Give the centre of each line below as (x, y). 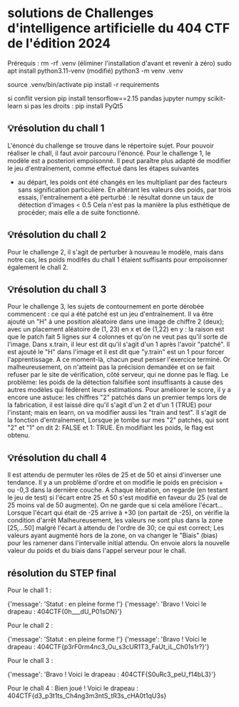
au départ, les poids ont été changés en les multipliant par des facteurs (122, 182)
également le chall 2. (38, 267)
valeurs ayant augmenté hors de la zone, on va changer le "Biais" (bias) (113, 535)
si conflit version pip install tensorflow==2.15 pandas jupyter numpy (107, 98)
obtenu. (19, 435)
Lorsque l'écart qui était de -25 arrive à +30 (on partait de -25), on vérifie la (118, 513)
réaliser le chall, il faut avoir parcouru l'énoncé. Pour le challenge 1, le (109, 153)
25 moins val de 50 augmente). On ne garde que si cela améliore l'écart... (115, 505)
